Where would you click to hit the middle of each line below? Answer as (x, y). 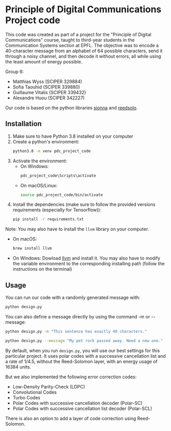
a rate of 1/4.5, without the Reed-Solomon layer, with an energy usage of (81, 361)
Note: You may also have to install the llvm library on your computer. (77, 229)
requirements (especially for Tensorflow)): (57, 210)
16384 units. (18, 367)
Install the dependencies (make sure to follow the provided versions (84, 204)
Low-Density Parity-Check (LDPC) (49, 386)
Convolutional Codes (35, 392)
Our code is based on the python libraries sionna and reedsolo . (71, 107)
